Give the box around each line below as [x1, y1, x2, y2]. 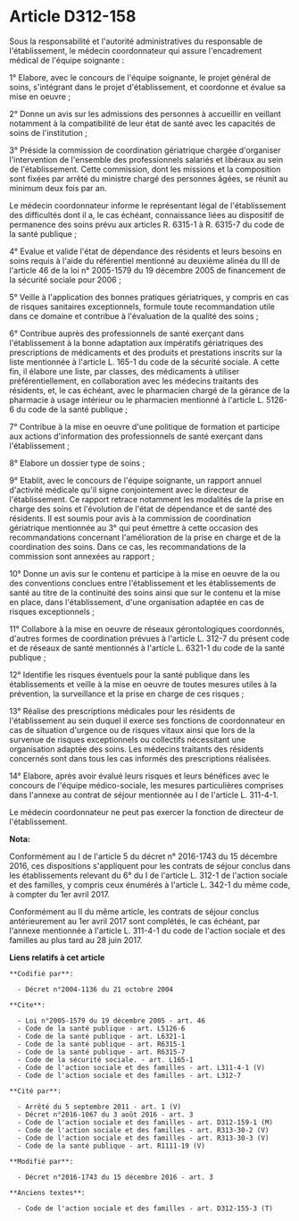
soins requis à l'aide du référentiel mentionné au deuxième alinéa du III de [9, 255, 280, 265]
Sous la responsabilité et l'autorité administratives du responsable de [9, 36, 263, 46]
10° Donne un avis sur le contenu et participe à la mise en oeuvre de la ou [9, 568, 280, 578]
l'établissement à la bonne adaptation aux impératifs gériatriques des [9, 337, 263, 348]
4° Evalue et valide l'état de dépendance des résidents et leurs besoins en [9, 246, 283, 257]
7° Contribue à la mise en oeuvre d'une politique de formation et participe [9, 421, 280, 432]
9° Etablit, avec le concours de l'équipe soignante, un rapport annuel [9, 475, 262, 485]
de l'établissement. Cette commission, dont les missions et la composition [9, 164, 281, 174]
